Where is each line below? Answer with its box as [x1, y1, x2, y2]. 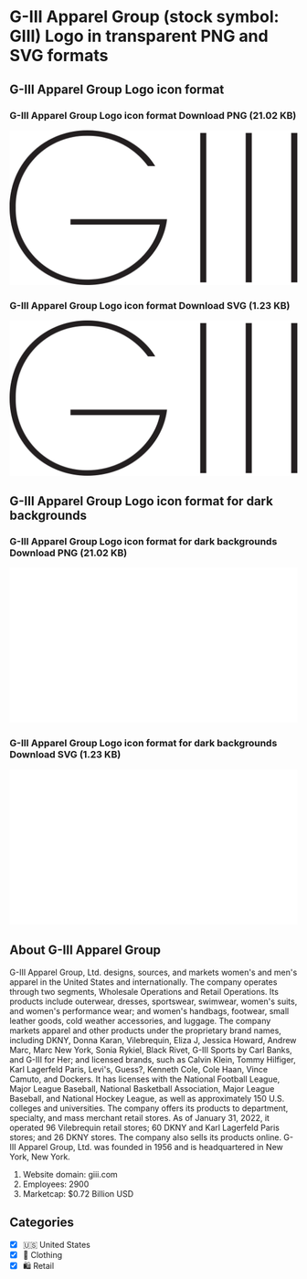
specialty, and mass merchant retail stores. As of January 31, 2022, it [9, 1112, 270, 1123]
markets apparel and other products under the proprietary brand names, [9, 1025, 281, 1036]
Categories [9, 1215, 75, 1231]
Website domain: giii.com [22, 1168, 119, 1179]
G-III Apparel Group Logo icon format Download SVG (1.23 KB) [9, 299, 291, 312]
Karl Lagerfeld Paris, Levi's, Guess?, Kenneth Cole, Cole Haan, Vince [9, 1063, 268, 1074]
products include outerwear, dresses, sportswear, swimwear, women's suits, [9, 996, 298, 1007]
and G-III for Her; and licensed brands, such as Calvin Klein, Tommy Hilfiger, [9, 1053, 297, 1065]
